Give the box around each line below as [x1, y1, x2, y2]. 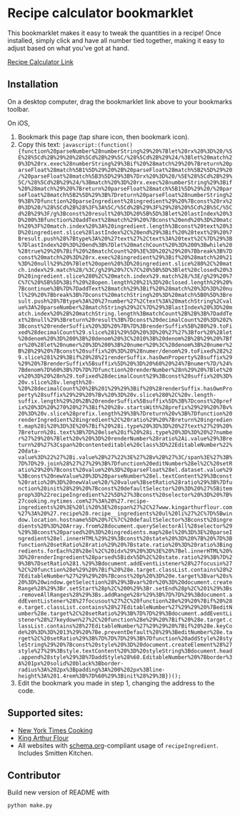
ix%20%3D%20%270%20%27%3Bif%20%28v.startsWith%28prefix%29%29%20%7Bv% [17, 403, 233, 411]
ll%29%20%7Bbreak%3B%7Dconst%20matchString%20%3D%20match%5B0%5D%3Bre [17, 291, 233, 298]
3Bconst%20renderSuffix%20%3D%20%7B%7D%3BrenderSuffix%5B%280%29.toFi [17, 323, 233, 330]
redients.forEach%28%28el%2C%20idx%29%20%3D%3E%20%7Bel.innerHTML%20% [17, 548, 233, 555]
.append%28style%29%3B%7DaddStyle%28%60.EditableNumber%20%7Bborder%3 [17, 653, 233, 661]
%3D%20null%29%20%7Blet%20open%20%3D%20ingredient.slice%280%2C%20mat [17, 260, 233, 267]
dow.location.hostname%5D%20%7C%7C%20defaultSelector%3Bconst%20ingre [17, 516, 233, 523]
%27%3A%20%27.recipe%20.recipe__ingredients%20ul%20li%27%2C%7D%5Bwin [17, 510, 233, 517]
